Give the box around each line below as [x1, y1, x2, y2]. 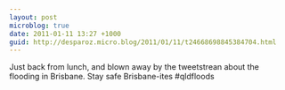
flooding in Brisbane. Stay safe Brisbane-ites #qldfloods [9, 71, 216, 82]
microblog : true [9, 21, 69, 30]
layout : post [9, 12, 58, 22]
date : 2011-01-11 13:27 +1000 [9, 29, 122, 38]
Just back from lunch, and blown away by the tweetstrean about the [9, 62, 260, 72]
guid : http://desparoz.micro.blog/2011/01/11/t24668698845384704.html [9, 37, 277, 47]
